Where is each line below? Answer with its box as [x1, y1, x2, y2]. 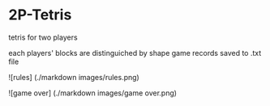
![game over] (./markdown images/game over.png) [8, 87, 177, 98]
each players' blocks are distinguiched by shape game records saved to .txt [8, 48, 262, 57]
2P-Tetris [8, 6, 72, 24]
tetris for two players [8, 32, 79, 42]
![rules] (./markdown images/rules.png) [8, 72, 139, 82]
